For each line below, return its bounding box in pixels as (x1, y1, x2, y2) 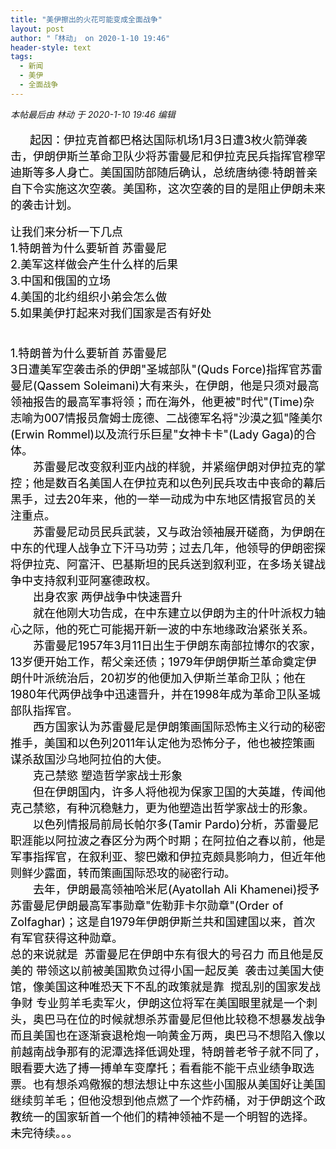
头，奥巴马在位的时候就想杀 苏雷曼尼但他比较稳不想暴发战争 (10, 1012, 326, 1026)
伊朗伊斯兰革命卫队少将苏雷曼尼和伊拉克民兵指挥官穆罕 (32, 149, 326, 163)
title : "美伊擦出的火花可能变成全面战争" (10, 14, 163, 25)
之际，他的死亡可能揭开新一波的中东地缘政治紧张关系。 (21, 622, 315, 636)
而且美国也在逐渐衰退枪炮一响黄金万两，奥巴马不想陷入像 (10, 1028, 315, 1043)
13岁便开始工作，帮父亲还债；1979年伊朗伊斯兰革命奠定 (10, 654, 306, 669)
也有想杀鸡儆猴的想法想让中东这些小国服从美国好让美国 (32, 1077, 326, 1091)
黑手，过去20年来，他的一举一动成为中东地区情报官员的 (10, 492, 307, 506)
